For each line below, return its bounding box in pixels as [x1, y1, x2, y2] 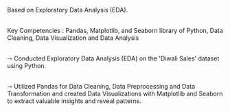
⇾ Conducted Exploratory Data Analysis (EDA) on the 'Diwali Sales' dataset [7, 54, 220, 63]
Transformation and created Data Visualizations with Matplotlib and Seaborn [7, 89, 223, 98]
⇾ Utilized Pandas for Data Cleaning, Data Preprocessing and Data [7, 82, 196, 90]
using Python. [7, 62, 47, 69]
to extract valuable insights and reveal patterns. [7, 97, 142, 105]
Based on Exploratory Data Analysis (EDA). [7, 6, 128, 14]
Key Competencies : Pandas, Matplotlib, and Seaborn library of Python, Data [7, 27, 223, 34]
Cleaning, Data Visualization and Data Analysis [7, 34, 139, 42]
